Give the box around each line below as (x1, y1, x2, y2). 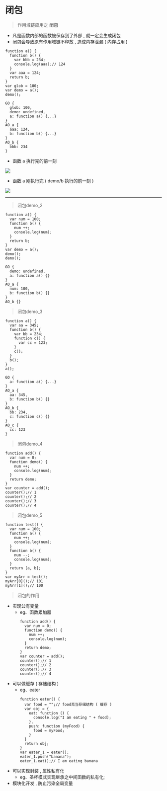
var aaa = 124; (9, 70, 41, 75)
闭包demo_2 (17, 202, 43, 208)
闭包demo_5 (17, 512, 43, 518)
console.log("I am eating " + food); (33, 715, 112, 720)
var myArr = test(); (5, 574, 48, 579)
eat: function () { (29, 711, 70, 715)
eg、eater (19, 687, 41, 693)
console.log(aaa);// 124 (14, 62, 66, 67)
